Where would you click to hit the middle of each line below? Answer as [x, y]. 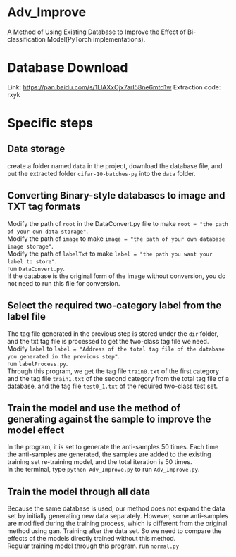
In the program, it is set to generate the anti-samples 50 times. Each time [113, 447]
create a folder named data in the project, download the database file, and [115, 165]
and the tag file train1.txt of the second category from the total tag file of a [118, 378]
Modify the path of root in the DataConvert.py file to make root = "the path [118, 223]
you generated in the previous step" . [63, 356]
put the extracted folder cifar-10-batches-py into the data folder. [101, 173]
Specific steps [50, 123]
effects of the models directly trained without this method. [92, 539]
